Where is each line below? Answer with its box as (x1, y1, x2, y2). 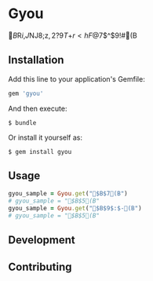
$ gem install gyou (8, 148, 72, 155)
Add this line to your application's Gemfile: (8, 74, 145, 83)
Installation (8, 53, 64, 67)
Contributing (8, 260, 72, 273)
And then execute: (8, 104, 67, 113)
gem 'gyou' (8, 89, 44, 97)
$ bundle (8, 119, 37, 126)
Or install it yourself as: (8, 133, 82, 142)
